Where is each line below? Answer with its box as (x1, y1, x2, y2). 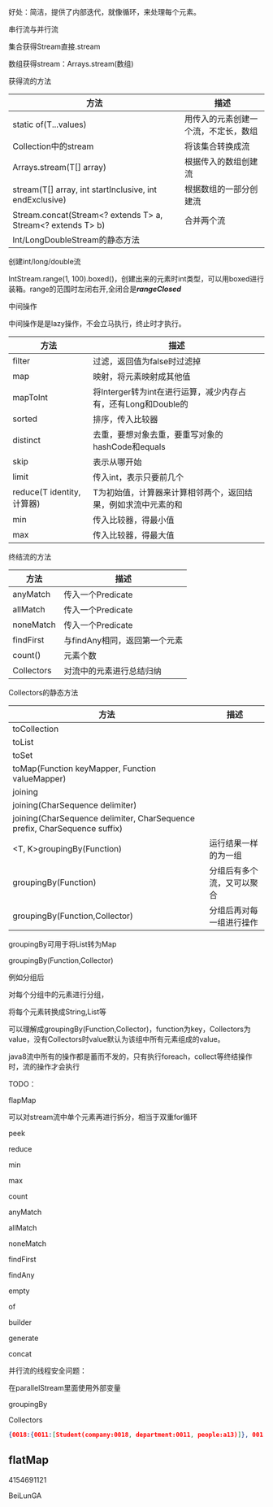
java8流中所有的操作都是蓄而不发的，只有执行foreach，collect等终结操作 (8, 1052, 253, 1061)
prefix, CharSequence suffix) (12, 823, 123, 834)
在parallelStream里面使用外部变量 (8, 1383, 122, 1392)
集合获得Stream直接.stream (8, 41, 101, 51)
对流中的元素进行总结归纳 (63, 665, 162, 677)
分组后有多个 (209, 865, 258, 876)
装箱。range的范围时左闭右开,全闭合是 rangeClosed (8, 284, 181, 294)
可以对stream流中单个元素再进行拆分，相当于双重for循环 (8, 1113, 197, 1122)
